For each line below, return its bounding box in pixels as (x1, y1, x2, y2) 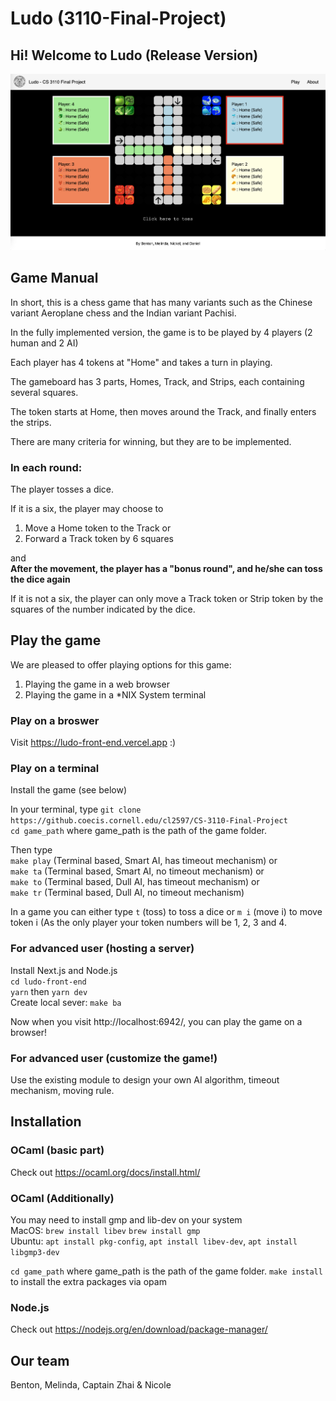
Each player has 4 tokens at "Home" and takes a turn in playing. (10, 356, 273, 368)
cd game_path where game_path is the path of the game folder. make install (10, 1265, 323, 1277)
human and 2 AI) (10, 337, 79, 349)
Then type (10, 844, 53, 856)
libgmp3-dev (10, 1247, 60, 1257)
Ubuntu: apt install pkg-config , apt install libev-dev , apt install (10, 1235, 298, 1247)
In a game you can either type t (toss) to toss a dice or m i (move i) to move (10, 906, 323, 918)
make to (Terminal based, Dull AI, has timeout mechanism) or (10, 876, 260, 888)
